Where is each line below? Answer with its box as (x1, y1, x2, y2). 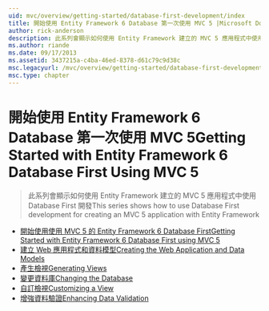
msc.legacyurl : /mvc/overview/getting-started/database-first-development (8, 64, 263, 72)
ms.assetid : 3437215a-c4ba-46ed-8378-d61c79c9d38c (8, 57, 181, 65)
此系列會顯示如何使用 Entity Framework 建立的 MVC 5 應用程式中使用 (27, 190, 257, 200)
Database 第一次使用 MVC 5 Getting (8, 128, 247, 147)
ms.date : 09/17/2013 (8, 49, 78, 57)
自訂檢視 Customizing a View (19, 283, 114, 293)
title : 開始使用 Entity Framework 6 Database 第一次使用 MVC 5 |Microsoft (8, 19, 252, 27)
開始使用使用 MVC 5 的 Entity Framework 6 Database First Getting (19, 226, 236, 236)
